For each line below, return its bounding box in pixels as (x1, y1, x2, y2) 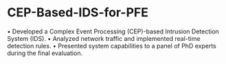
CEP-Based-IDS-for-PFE (7, 5, 149, 20)
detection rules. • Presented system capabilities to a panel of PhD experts (7, 42, 216, 50)
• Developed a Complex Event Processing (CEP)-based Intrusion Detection (7, 27, 220, 35)
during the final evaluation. (7, 49, 83, 57)
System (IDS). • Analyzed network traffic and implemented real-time (7, 34, 201, 42)
